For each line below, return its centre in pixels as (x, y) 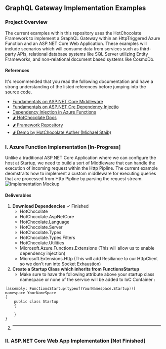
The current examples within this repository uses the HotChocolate (73, 33)
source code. (19, 92)
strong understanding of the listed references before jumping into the (76, 86)
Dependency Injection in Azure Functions (54, 112)
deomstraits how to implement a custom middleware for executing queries (81, 174)
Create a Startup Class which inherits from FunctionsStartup (76, 269)
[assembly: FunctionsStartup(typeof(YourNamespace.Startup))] (70, 289)
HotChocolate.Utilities (42, 243)
